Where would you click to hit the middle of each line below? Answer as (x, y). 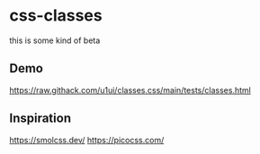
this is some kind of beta (55, 40)
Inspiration (40, 119)
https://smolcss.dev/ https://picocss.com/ (87, 140)
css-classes (56, 16)
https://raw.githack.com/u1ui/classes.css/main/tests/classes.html (130, 90)
